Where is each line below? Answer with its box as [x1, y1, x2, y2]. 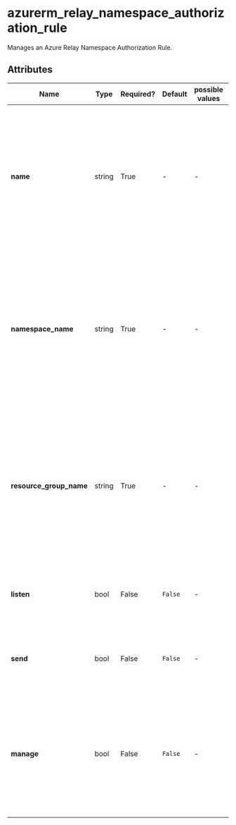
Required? [120, 89, 156, 99]
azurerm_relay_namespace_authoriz [7, 5, 225, 21]
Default [162, 89, 188, 99]
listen [11, 589, 30, 599]
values [197, 93, 221, 103]
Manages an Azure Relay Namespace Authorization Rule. [7, 43, 173, 51]
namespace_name [11, 324, 74, 334]
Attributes [7, 63, 53, 75]
